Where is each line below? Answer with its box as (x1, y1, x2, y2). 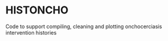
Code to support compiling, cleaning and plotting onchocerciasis (5, 23, 162, 30)
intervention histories (5, 29, 57, 36)
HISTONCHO (5, 4, 69, 17)
